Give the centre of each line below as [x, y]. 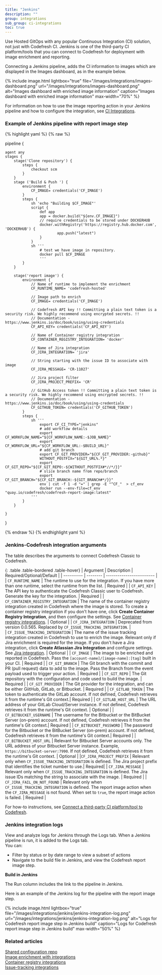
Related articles [24, 941]
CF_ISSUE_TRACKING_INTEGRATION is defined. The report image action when [78, 787]
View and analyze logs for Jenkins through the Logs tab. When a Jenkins [78, 835]
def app [47, 212]
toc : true [15, 28]
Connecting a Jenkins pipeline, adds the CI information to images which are [80, 67]
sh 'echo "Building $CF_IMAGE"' [63, 204]
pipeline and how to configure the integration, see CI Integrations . [70, 111]
